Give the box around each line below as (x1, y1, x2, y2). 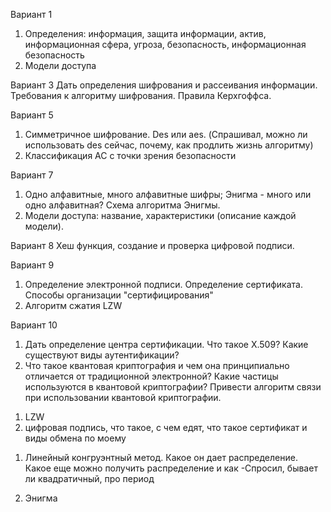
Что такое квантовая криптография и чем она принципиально (24, 360, 290, 371)
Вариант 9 (10, 259, 55, 271)
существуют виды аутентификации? (24, 349, 180, 361)
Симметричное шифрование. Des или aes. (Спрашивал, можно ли (24, 129, 308, 140)
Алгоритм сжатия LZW (24, 300, 123, 311)
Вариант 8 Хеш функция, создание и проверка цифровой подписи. (10, 240, 295, 251)
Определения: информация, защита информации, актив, (24, 28, 267, 39)
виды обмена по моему (24, 432, 127, 444)
